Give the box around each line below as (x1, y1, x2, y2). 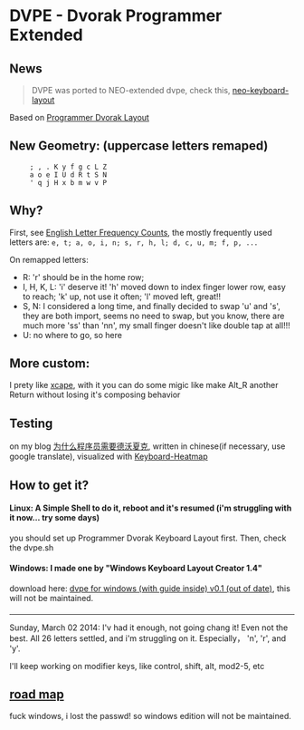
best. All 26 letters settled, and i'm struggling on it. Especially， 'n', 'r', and (9, 632, 287, 644)
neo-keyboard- (232, 85, 290, 95)
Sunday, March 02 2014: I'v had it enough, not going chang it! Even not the (9, 622, 289, 633)
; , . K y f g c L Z (29, 162, 107, 171)
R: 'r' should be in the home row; (22, 271, 145, 282)
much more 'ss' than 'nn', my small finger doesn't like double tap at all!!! (22, 319, 291, 331)
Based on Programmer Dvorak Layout (9, 112, 149, 122)
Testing (9, 415, 53, 431)
